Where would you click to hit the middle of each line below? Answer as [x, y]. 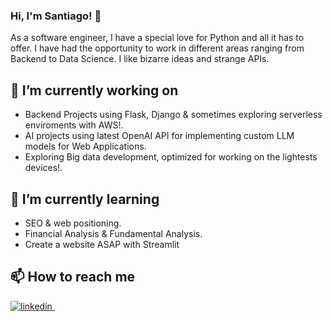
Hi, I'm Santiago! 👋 [56, 16]
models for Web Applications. [85, 146]
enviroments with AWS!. [74, 125]
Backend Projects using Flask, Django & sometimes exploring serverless [173, 115]
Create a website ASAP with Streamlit [102, 244]
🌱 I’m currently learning [85, 199]
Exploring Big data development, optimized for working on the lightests [171, 157]
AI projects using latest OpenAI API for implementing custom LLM [159, 136]
